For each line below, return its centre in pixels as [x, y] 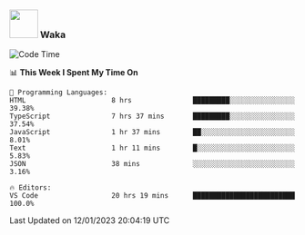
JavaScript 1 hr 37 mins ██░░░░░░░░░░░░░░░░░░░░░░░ [152, 132]
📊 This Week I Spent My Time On [74, 73]
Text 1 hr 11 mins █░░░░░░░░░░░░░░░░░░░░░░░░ [152, 148]
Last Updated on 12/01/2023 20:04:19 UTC [90, 220]
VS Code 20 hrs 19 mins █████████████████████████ [152, 196]
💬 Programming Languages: [58, 93]
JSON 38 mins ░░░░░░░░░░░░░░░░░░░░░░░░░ [152, 164]
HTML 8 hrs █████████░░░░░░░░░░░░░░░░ [152, 101]
